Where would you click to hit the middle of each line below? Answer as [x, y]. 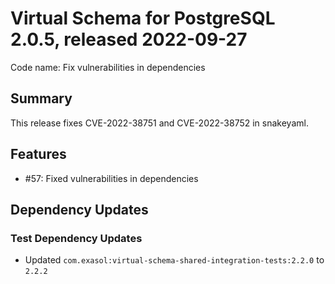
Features [38, 154]
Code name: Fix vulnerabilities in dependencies [108, 67]
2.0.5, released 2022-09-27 [129, 39]
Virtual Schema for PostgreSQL [143, 18]
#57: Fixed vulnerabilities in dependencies [111, 178]
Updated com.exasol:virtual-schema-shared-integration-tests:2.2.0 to [174, 260]
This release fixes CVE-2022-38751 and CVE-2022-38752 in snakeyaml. [159, 123]
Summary [41, 98]
